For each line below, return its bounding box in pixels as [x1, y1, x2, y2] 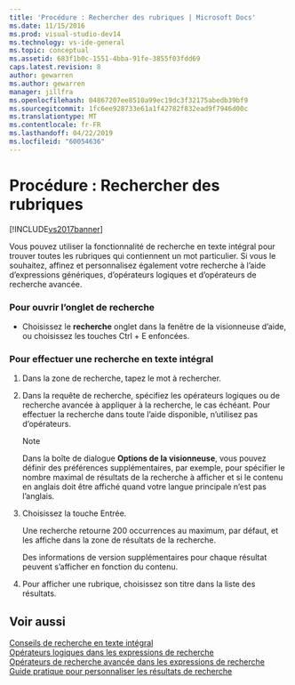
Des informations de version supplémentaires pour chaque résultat [21, 552, 267, 563]
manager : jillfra [9, 87, 74, 96]
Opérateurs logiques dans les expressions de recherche [9, 647, 215, 658]
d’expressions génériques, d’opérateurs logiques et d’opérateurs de [9, 269, 257, 280]
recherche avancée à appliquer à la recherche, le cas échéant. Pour [21, 399, 271, 410]
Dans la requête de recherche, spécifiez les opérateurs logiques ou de [21, 391, 280, 401]
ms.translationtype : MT [9, 112, 98, 121]
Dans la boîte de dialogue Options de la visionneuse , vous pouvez [21, 453, 267, 463]
